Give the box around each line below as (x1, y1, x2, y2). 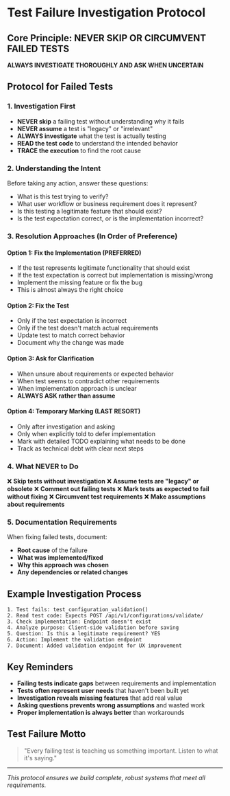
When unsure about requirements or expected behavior (16, 369, 174, 378)
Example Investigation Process (7, 588, 142, 600)
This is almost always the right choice (16, 286, 124, 294)
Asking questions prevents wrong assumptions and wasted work (16, 701, 205, 709)
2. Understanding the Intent (7, 163, 101, 173)
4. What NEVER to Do (7, 462, 79, 471)
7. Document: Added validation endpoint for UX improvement (7, 642, 183, 650)
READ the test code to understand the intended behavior (16, 139, 178, 147)
